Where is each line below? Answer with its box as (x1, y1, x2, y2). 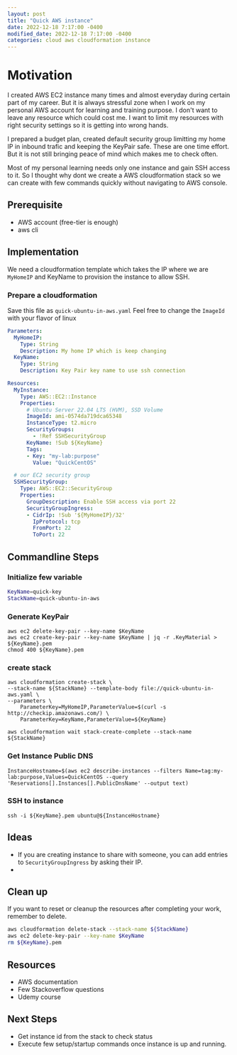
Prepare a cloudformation (7, 290, 98, 300)
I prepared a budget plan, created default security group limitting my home (7, 135, 226, 143)
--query (105, 773, 129, 780)
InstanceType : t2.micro (26, 419, 97, 426)
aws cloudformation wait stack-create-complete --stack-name (7, 729, 192, 736)
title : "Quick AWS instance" (7, 17, 94, 24)
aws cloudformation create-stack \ (7, 679, 113, 686)
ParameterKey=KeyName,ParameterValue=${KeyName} (20, 716, 167, 724)
